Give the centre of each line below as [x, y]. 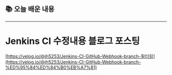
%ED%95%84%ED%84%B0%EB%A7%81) [51, 67]
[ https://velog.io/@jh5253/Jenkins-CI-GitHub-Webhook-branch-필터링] [80, 56]
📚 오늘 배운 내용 [30, 9]
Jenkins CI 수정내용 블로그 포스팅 [73, 41]
